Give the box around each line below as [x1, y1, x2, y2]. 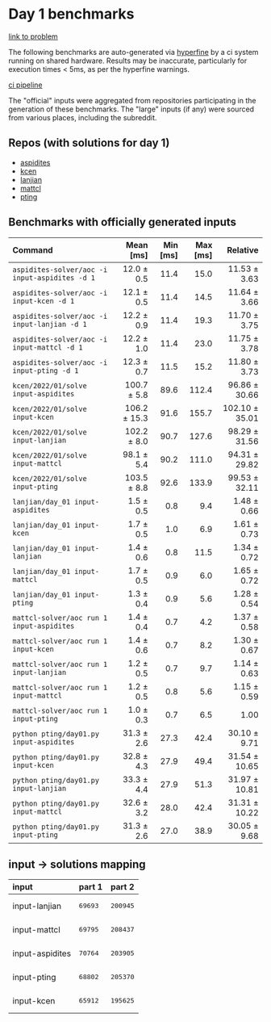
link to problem [8, 31, 58, 41]
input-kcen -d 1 [12, 296, 75, 305]
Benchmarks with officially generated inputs [8, 216, 236, 229]
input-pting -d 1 [12, 366, 79, 375]
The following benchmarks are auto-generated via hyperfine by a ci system [8, 47, 259, 57]
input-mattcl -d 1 [12, 342, 83, 352]
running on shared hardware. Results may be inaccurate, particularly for [8, 56, 248, 65]
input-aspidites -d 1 [12, 273, 95, 283]
